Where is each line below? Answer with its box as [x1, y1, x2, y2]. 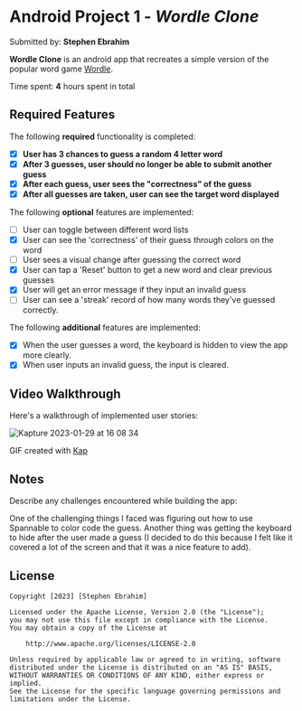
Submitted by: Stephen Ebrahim [9, 36, 129, 47]
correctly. [22, 304, 59, 315]
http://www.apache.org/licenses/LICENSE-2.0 [25, 639, 196, 648]
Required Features [9, 107, 116, 123]
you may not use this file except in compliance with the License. [9, 615, 269, 624]
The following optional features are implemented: [9, 207, 194, 218]
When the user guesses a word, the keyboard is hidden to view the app [22, 340, 288, 351]
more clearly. [22, 350, 72, 360]
